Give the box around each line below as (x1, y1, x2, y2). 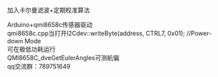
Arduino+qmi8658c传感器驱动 (7, 21, 93, 29)
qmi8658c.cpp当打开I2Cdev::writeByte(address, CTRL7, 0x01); (7, 30, 186, 37)
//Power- (186, 30, 212, 37)
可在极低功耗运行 (7, 45, 56, 53)
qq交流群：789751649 (7, 63, 71, 70)
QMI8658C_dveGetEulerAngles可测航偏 (7, 54, 119, 62)
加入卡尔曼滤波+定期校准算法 (7, 6, 90, 14)
